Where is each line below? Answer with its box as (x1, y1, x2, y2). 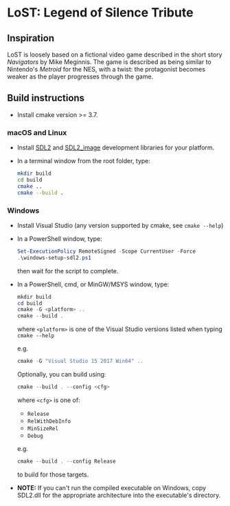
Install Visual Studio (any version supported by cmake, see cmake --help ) (16, 221, 224, 229)
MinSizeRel (27, 425, 59, 432)
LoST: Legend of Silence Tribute (7, 5, 194, 21)
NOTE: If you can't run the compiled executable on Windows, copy (16, 483, 207, 492)
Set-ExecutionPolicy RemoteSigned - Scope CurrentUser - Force (16, 248, 196, 255)
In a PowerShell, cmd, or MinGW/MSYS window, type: (16, 280, 170, 288)
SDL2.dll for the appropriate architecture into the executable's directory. (16, 491, 221, 499)
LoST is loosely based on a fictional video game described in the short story (7, 50, 222, 59)
